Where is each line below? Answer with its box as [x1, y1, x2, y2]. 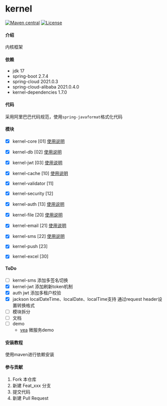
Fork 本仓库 [12, 376, 37, 382]
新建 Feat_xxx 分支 [12, 382, 51, 388]
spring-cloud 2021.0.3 [12, 78, 59, 85]
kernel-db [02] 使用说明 [12, 149, 62, 155]
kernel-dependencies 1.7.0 [12, 89, 67, 96]
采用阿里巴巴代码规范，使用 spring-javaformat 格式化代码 [5, 114, 123, 120]
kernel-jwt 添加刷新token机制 [12, 283, 73, 289]
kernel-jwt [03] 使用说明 [12, 159, 63, 166]
